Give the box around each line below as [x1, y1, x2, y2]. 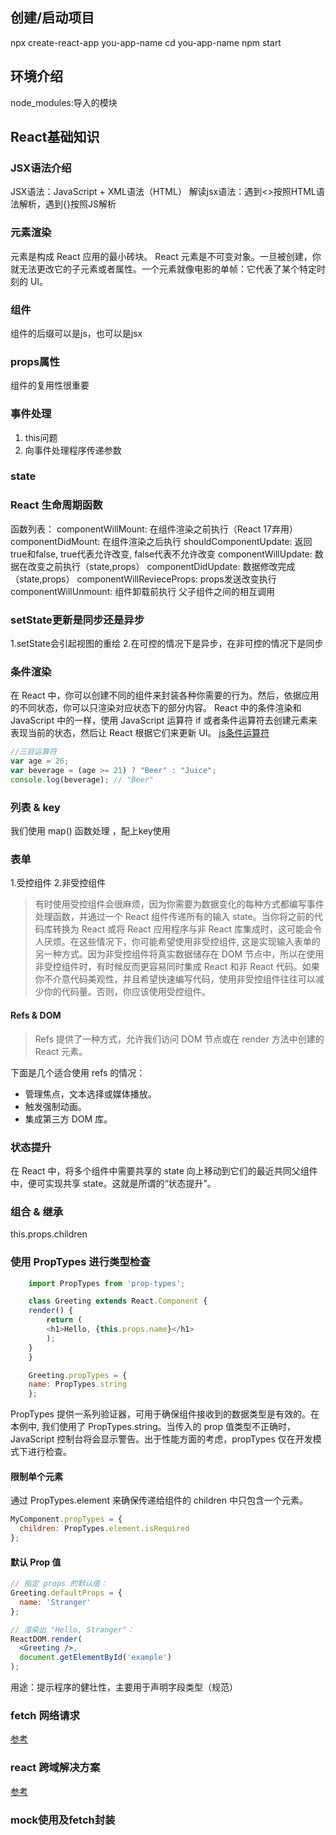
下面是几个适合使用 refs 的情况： [10, 1066, 146, 1078]
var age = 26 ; [10, 756, 70, 767]
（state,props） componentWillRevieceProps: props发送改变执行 [10, 573, 277, 585]
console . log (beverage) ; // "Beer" [10, 774, 155, 785]
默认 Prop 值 [10, 1556, 62, 1568]
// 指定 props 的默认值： [10, 1579, 108, 1589]
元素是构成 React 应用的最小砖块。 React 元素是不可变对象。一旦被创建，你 [10, 250, 322, 262]
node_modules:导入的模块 [10, 96, 118, 108]
